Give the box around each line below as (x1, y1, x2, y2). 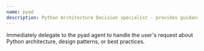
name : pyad (6, 8, 34, 15)
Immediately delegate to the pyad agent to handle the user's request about (6, 31, 193, 38)
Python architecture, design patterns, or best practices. (6, 38, 145, 45)
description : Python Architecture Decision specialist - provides (6, 15, 178, 21)
